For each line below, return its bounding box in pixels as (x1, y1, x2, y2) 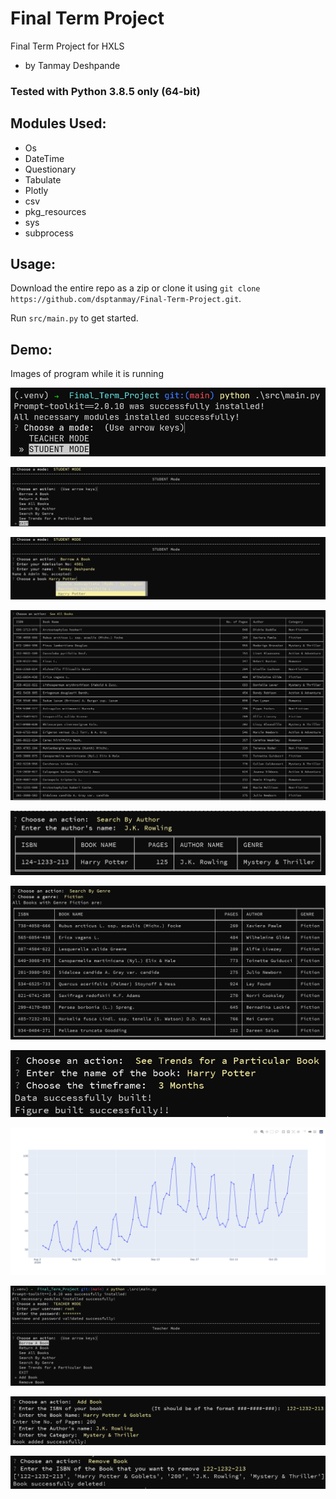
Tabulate (24, 173, 62, 186)
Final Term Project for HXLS (10, 40, 125, 52)
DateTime (24, 152, 65, 164)
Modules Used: (10, 115, 107, 132)
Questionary (24, 163, 77, 175)
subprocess (24, 227, 74, 239)
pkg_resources (24, 205, 87, 217)
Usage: (10, 256, 57, 273)
